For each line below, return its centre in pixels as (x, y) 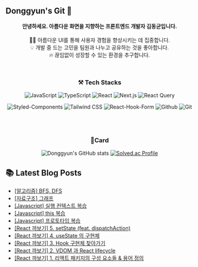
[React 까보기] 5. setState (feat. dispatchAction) (72, 228)
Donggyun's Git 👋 (39, 11)
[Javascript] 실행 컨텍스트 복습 (50, 206)
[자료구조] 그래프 (34, 198)
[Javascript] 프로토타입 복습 (47, 221)
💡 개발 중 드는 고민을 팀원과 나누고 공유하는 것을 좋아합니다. (100, 47)
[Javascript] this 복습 (40, 213)
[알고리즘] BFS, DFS (38, 191)
